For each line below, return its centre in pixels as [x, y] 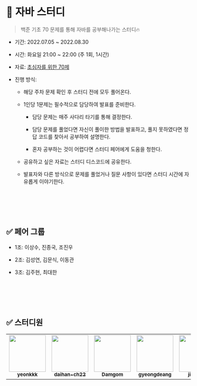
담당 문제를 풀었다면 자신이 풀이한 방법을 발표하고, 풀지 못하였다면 [107, 129]
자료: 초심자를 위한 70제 [42, 67]
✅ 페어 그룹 [26, 232]
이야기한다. [52, 181]
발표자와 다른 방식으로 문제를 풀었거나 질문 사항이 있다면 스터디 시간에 [103, 174]
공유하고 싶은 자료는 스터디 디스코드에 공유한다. [77, 162]
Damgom [113, 375]
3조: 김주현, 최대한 [36, 272]
